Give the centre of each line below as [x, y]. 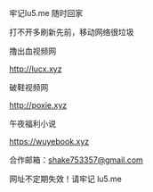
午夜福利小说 [32, 124]
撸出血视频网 [32, 51]
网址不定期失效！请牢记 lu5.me [65, 179]
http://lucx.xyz [36, 69]
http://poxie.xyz [38, 105]
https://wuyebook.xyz [49, 142]
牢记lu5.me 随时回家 [46, 13]
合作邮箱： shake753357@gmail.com [76, 160]
